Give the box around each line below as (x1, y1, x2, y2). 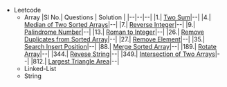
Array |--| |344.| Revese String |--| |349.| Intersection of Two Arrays (24, 50, 216, 58)
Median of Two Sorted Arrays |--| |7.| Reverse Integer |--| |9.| (24, 21, 196, 28)
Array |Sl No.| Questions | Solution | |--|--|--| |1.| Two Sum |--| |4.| (24, 13, 211, 21)
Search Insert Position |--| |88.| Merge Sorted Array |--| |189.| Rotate (24, 43, 217, 50)
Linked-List (24, 65, 57, 72)
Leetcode (13, 6, 42, 14)
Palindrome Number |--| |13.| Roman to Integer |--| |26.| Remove (24, 28, 205, 36)
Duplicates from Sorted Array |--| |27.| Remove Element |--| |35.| (24, 35, 206, 43)
